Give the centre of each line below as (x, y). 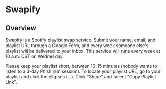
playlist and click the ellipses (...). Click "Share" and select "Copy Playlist (81, 77)
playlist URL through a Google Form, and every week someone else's (77, 46)
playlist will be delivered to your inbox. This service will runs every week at (83, 51)
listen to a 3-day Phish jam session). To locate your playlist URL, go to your (83, 71)
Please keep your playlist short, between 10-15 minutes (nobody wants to (81, 66)
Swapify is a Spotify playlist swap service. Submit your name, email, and (80, 40)
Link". (11, 82)
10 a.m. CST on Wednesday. (35, 56)
